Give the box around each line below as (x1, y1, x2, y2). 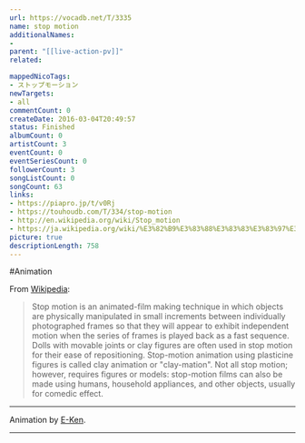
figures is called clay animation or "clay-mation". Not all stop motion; (31, 359, 289, 370)
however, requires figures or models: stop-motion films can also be (31, 369, 283, 380)
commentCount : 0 (9, 106, 71, 115)
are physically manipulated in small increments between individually (31, 311, 286, 322)
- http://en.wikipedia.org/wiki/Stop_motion (9, 216, 181, 225)
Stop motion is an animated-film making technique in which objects (31, 301, 284, 312)
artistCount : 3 (9, 140, 67, 149)
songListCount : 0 (9, 174, 75, 183)
